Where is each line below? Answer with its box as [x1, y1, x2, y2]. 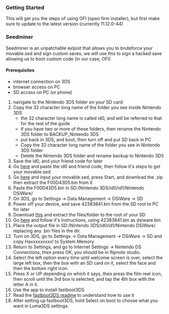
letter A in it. [13, 281, 38, 287]
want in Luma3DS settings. [13, 302, 69, 309]
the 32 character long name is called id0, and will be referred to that [20, 115, 162, 121]
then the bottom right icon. [13, 265, 69, 271]
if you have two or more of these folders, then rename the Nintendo [20, 126, 161, 132]
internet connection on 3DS [13, 78, 71, 84]
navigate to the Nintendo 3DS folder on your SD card [13, 99, 123, 105]
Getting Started [6, 4, 44, 11]
